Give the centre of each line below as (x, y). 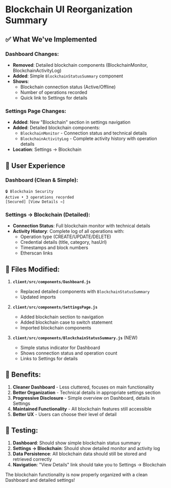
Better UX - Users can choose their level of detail (65, 414)
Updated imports (38, 297)
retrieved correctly (32, 459)
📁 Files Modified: (33, 269)
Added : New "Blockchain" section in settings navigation (71, 122)
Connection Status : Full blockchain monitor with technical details (81, 226)
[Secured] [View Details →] (35, 202)
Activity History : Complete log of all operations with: (68, 231)
